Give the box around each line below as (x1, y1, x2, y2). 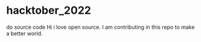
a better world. (6, 29, 43, 37)
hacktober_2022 (6, 4, 92, 17)
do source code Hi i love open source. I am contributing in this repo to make (6, 23, 195, 31)
